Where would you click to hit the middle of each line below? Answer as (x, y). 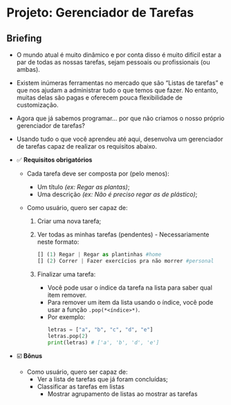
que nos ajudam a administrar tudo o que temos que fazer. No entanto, (117, 90)
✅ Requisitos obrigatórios (54, 160)
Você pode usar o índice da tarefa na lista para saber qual (130, 288)
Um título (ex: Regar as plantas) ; (83, 187)
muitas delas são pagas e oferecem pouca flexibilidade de (100, 97)
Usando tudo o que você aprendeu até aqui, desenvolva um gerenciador (120, 139)
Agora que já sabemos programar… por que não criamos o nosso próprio (121, 118)
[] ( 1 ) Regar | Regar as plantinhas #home (99, 254)
